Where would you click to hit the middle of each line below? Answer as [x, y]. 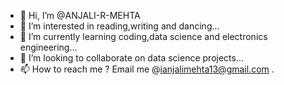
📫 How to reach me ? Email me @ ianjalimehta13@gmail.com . [147, 69]
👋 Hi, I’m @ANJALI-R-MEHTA [80, 15]
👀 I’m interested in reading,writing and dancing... [119, 26]
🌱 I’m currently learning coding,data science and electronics [143, 36]
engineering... [48, 47]
